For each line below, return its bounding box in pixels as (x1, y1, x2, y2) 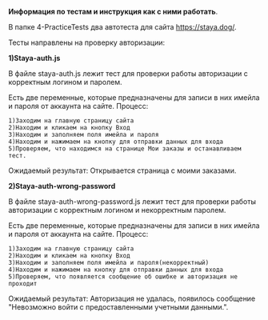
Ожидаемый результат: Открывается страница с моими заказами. (8, 166, 237, 175)
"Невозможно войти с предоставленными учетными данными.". (8, 302, 229, 311)
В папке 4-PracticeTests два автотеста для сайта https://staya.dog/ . (8, 22, 238, 31)
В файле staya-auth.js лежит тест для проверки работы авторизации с (8, 69, 248, 78)
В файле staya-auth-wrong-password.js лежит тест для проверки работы (8, 197, 256, 206)
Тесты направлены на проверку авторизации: (8, 38, 166, 47)
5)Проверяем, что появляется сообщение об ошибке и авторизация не (8, 273, 238, 281)
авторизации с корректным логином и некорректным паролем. (8, 206, 226, 214)
